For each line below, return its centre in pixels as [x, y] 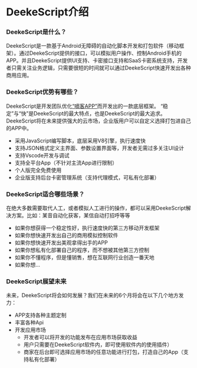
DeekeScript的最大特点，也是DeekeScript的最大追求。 [100, 113]
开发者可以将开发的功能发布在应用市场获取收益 [80, 337]
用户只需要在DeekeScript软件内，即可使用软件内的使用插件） [98, 344]
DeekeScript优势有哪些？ [42, 92]
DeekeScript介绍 [47, 12]
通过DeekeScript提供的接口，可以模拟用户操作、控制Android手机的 [100, 53]
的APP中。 [19, 128]
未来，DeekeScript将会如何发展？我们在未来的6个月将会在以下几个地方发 [95, 296]
